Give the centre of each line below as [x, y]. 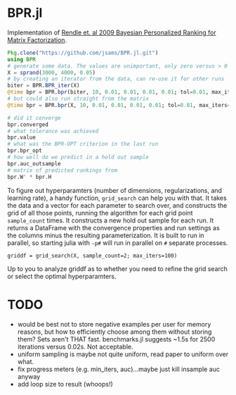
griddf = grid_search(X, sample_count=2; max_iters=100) [92, 256]
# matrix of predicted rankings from [63, 170]
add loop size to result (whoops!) [65, 384]
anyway [29, 376]
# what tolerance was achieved [53, 131]
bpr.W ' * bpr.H [29, 177]
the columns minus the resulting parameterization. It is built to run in [106, 235]
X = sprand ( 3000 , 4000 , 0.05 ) [52, 73]
